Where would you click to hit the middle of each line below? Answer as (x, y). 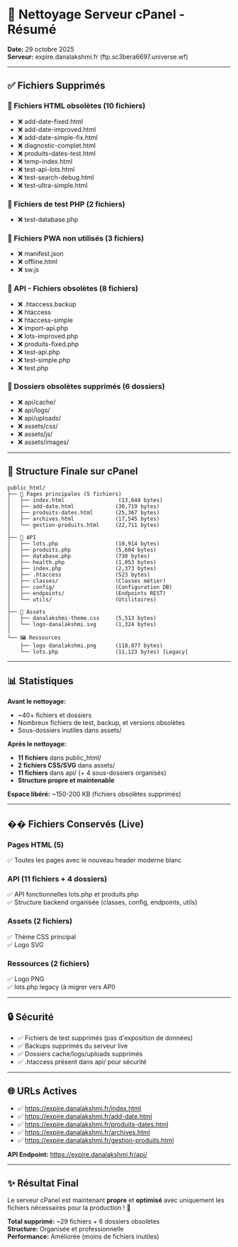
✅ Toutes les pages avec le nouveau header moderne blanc (95, 860)
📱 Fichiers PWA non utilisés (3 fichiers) (76, 238)
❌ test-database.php (48, 219)
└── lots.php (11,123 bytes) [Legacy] (104, 652)
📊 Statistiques (40, 681)
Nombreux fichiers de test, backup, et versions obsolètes (101, 723)
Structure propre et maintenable (66, 780)
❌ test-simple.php (44, 360)
